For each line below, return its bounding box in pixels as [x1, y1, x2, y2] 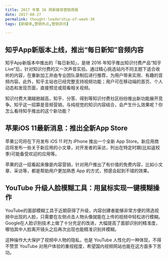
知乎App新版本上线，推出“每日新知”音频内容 [5, 46, 144, 54]
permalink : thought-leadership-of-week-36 [5, 17, 95, 22]
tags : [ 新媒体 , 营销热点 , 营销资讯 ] [5, 21, 69, 27]
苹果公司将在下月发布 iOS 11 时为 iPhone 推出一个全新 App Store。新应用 [5, 138, 155, 144]
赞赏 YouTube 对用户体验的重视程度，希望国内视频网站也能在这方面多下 [9, 243, 157, 249]
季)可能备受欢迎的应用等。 [5, 151, 60, 157]
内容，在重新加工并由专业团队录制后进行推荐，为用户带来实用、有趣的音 [13, 72, 163, 78]
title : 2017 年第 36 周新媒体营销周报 [5, 7, 78, 13]
